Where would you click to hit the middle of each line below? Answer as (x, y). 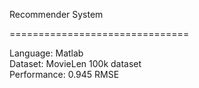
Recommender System (56, 14)
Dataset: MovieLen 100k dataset (75, 63)
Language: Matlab (46, 53)
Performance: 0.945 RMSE (64, 74)
